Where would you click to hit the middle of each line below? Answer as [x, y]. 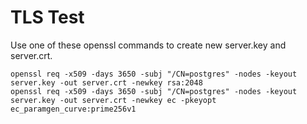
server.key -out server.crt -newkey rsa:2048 [106, 82]
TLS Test [47, 17]
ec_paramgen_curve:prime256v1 [73, 109]
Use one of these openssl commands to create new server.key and [148, 45]
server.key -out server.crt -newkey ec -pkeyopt [113, 100]
